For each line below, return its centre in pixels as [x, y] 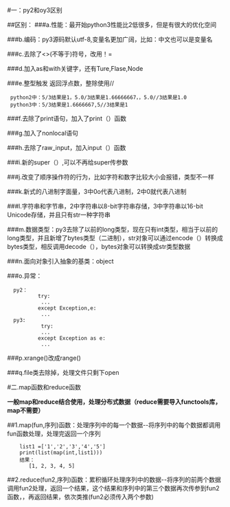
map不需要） [26, 410]
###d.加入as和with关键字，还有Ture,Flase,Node [75, 68]
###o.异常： [25, 276]
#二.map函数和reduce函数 [44, 387]
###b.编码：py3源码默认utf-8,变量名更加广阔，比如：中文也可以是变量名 [110, 39]
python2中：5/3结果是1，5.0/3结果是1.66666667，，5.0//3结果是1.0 [99, 98]
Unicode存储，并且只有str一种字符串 [59, 215]
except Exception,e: [67, 308]
